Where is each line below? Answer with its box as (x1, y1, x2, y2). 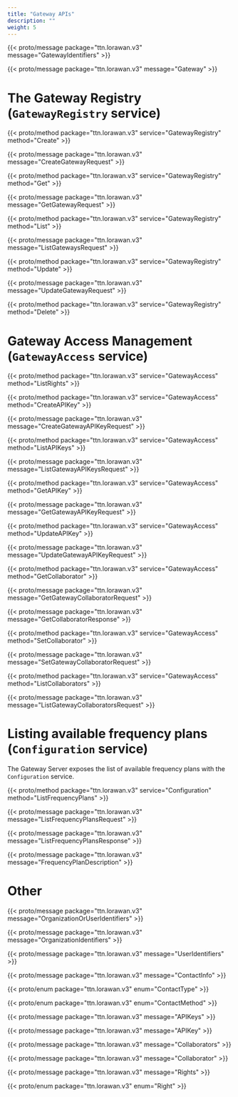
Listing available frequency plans (7, 726, 208, 742)
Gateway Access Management (7, 333, 192, 349)
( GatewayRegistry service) (7, 105, 162, 121)
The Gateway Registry (7, 90, 142, 106)
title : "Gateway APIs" (7, 10, 75, 18)
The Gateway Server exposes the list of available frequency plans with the (7, 765, 226, 773)
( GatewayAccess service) (7, 348, 148, 364)
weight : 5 (7, 24, 37, 31)
